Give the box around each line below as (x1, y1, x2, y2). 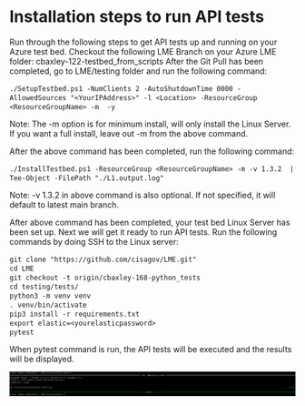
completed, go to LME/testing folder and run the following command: (9, 66, 268, 76)
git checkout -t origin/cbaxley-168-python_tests (9, 273, 202, 282)
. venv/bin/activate (9, 300, 88, 310)
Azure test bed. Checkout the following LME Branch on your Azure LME (9, 46, 277, 56)
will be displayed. (9, 353, 74, 364)
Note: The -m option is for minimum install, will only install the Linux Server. (9, 118, 291, 129)
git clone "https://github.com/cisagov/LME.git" (9, 255, 197, 264)
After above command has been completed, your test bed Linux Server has (9, 217, 290, 228)
